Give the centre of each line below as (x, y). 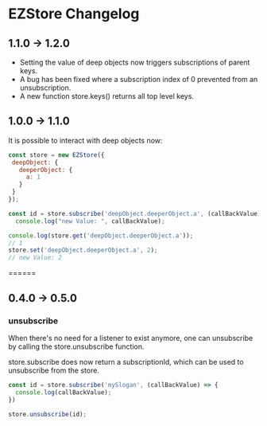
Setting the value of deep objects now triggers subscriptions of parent (135, 62)
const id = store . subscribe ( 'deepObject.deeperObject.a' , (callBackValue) (135, 213)
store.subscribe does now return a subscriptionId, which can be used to (126, 362)
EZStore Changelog (74, 14)
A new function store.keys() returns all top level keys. (107, 96)
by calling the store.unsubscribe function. (76, 346)
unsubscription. (45, 88)
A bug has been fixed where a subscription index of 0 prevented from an (139, 79)
